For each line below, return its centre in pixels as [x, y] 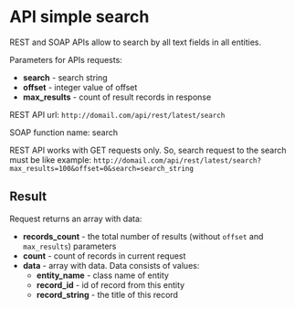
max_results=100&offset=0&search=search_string [102, 168]
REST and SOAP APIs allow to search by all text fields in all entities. [136, 42]
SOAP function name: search [64, 132]
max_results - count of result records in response [117, 97]
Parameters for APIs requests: [66, 59]
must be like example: [51, 160]
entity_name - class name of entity [102, 275]
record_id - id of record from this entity [111, 284]
